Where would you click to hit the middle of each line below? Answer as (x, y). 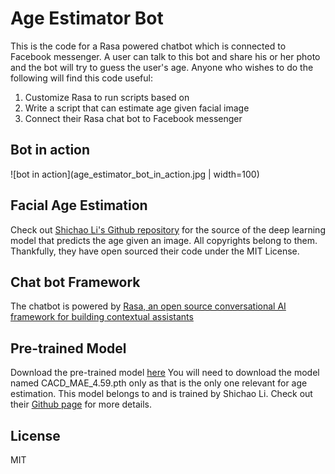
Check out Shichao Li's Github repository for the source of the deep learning (168, 229)
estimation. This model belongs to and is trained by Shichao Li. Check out (161, 394)
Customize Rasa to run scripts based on (107, 97)
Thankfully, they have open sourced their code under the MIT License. (155, 251)
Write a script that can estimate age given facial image (137, 108)
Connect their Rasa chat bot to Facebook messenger (133, 118)
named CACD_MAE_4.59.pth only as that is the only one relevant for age (159, 383)
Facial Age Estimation (79, 205)
